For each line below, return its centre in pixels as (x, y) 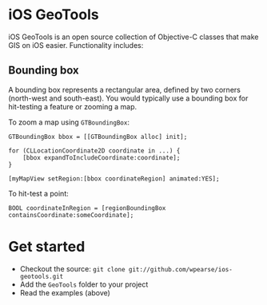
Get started (47, 246)
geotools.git (42, 276)
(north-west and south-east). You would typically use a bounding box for (128, 98)
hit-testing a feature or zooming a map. (73, 106)
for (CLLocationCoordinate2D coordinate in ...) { (94, 151)
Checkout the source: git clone (72, 268)
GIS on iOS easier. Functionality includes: (76, 45)
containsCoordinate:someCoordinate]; (71, 215)
